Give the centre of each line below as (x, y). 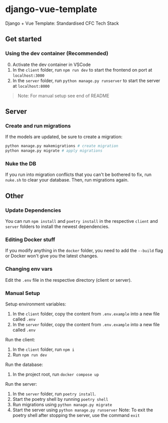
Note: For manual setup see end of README (63, 96)
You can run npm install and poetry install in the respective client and (81, 221)
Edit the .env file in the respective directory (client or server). (69, 280)
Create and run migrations (38, 126)
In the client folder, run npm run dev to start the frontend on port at (82, 70)
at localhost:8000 (31, 86)
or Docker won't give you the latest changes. (52, 256)
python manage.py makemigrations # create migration (62, 146)
